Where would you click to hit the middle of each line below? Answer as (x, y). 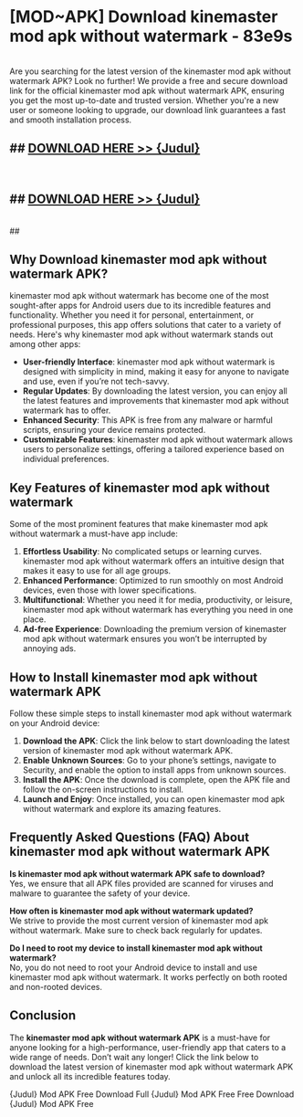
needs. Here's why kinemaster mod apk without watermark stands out (141, 334)
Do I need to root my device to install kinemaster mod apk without (136, 948)
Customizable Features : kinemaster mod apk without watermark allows (158, 439)
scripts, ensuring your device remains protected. (114, 430)
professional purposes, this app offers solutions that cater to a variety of (146, 325)
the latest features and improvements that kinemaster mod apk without (156, 401)
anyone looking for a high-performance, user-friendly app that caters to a (148, 1047)
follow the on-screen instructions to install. (103, 789)
